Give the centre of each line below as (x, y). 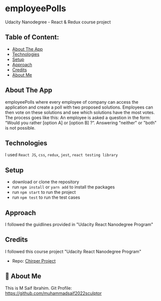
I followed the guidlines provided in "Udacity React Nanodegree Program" (79, 224)
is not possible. (20, 128)
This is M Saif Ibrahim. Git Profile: (39, 288)
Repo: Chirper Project (34, 261)
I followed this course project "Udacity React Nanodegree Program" (73, 251)
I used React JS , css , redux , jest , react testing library (61, 155)
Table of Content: (32, 37)
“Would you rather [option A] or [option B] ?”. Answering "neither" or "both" (81, 123)
